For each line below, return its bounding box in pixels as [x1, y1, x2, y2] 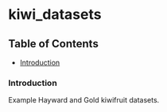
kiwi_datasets [8, 6, 102, 24]
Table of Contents [8, 37, 99, 50]
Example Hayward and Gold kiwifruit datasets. [8, 95, 160, 105]
